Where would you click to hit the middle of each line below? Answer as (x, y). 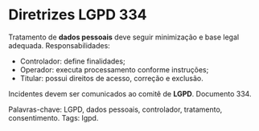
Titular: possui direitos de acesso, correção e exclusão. (111, 78)
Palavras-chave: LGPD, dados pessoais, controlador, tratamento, (115, 109)
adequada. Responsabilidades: (59, 45)
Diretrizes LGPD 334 (78, 15)
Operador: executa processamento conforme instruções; (114, 69)
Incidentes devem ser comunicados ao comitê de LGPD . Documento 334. (130, 93)
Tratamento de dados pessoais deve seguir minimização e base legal (124, 37)
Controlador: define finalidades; (73, 61)
